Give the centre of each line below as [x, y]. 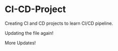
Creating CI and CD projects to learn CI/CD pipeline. [59, 23]
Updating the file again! [29, 33]
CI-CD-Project [35, 9]
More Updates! [20, 43]
